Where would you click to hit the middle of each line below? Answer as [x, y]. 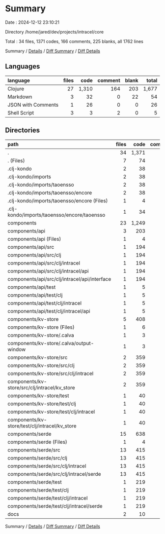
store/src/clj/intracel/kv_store [41, 387]
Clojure [16, 88]
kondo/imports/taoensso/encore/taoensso [56, 215]
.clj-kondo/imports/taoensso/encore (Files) [58, 200]
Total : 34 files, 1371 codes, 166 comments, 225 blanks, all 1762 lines [74, 41]
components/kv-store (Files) [41, 327]
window [17, 349]
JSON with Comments [33, 105]
